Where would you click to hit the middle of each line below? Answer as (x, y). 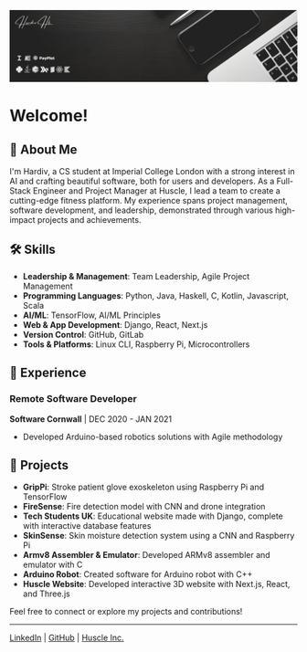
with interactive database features (87, 526)
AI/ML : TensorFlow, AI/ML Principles (92, 315)
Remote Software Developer (73, 399)
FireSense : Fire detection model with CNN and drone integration (144, 507)
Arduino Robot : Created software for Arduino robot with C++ (138, 574)
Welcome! (49, 116)
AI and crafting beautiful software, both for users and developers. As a (142, 181)
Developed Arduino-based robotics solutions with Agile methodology (153, 436)
